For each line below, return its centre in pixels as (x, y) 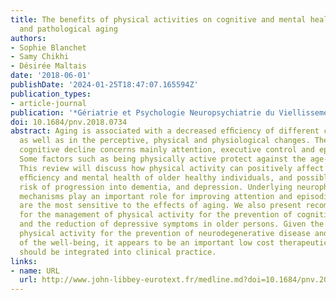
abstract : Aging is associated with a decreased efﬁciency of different (165, 131)
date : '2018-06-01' (51, 76)
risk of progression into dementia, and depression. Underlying (156, 187)
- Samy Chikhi (40, 57)
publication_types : (51, 94)
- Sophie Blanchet (48, 47)
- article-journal (48, 103)
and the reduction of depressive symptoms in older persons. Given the (172, 224)
